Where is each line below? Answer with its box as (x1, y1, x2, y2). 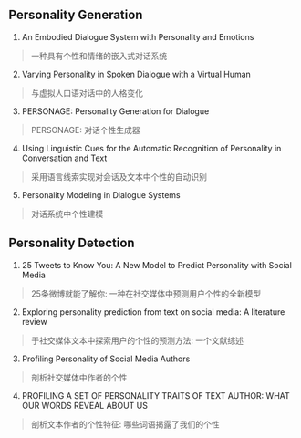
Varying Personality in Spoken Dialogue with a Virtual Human (21, 68, 252, 79)
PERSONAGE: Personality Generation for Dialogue (21, 105, 210, 117)
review (21, 316, 47, 327)
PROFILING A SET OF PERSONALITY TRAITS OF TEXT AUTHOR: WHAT (21, 390, 291, 401)
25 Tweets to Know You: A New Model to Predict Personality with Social (21, 259, 293, 270)
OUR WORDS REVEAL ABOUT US (21, 400, 148, 411)
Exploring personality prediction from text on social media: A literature (21, 306, 285, 318)
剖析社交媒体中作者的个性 (30, 371, 128, 382)
